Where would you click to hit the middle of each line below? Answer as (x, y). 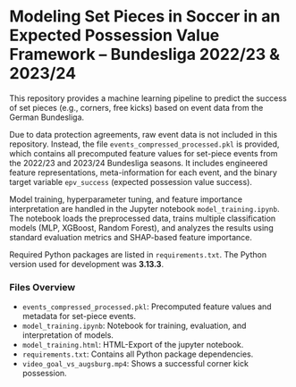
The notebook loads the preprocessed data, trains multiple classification (143, 218)
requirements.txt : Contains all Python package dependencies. (138, 354)
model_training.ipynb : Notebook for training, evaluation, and (134, 326)
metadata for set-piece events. (79, 316)
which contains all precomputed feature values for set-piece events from (144, 153)
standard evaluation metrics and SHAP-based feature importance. (131, 237)
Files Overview (42, 287)
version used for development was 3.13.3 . (86, 264)
